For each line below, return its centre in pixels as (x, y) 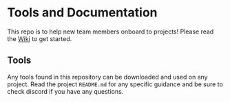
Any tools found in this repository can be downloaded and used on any (107, 77)
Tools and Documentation (82, 13)
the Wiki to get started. (40, 38)
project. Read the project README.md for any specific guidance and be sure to (115, 84)
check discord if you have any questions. (65, 91)
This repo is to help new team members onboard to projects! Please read (111, 31)
